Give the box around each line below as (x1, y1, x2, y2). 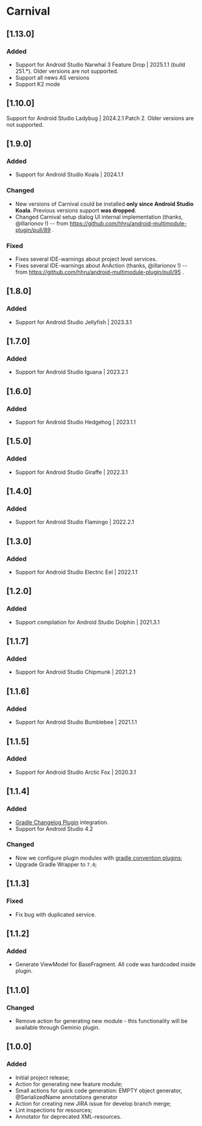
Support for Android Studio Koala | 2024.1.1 (15, 171, 124, 178)
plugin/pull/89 (15, 226, 51, 233)
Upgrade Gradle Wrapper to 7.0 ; (15, 860, 97, 868)
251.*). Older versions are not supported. (15, 67, 119, 75)
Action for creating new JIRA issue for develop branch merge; (15, 1100, 171, 1107)
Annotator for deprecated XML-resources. (15, 1113, 122, 1120)
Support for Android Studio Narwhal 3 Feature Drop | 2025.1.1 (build (15, 61, 185, 68)
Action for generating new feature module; (15, 1080, 123, 1087)
